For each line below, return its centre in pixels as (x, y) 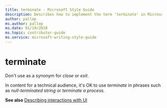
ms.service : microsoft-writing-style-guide (51, 38)
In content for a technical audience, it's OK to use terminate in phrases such (83, 85)
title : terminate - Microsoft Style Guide (50, 10)
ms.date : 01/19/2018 (27, 28)
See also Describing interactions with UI (46, 100)
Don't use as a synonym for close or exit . (47, 75)
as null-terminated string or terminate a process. (55, 90)
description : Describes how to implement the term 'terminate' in (75, 14)
